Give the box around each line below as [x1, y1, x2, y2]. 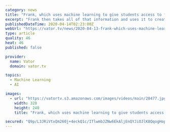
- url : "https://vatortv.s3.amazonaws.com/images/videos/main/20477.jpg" [10, 96, 168, 101]
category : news [5, 7, 37, 13]
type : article [5, 31, 35, 36]
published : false [5, 45, 42, 50]
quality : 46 [5, 36, 30, 41]
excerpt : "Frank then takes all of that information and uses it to [5, 17, 153, 22]
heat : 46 [5, 40, 24, 46]
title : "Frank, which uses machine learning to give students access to [5, 12, 162, 17]
